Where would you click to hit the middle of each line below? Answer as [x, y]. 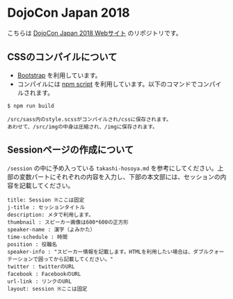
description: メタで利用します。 [50, 215]
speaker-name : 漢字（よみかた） [51, 229]
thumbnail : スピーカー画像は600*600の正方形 [68, 222]
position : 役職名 [32, 244]
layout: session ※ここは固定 [47, 289]
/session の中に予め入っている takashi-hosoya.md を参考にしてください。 [112, 168]
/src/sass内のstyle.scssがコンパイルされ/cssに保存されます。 [89, 119]
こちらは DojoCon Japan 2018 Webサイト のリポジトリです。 [95, 33]
